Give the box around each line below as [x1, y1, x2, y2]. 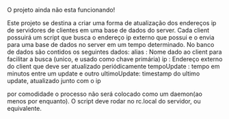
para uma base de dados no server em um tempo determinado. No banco [7, 41, 215, 48]
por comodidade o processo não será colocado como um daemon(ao [7, 90, 203, 98]
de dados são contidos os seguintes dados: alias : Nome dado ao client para [7, 48, 222, 56]
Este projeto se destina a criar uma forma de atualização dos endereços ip [7, 19, 217, 27]
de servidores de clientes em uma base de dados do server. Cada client [7, 27, 210, 34]
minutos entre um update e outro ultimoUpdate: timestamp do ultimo [7, 69, 200, 78]
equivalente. [7, 105, 42, 112]
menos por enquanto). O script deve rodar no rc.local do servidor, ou [7, 97, 201, 105]
